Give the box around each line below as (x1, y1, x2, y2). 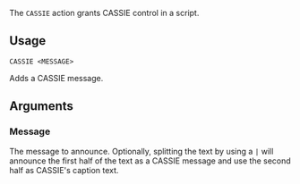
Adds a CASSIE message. (9, 72, 104, 83)
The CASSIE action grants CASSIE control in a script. (9, 8, 200, 18)
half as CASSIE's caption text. (9, 164, 119, 175)
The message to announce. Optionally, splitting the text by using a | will (9, 146, 274, 156)
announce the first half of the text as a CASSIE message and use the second (9, 155, 291, 166)
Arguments (9, 98, 74, 114)
